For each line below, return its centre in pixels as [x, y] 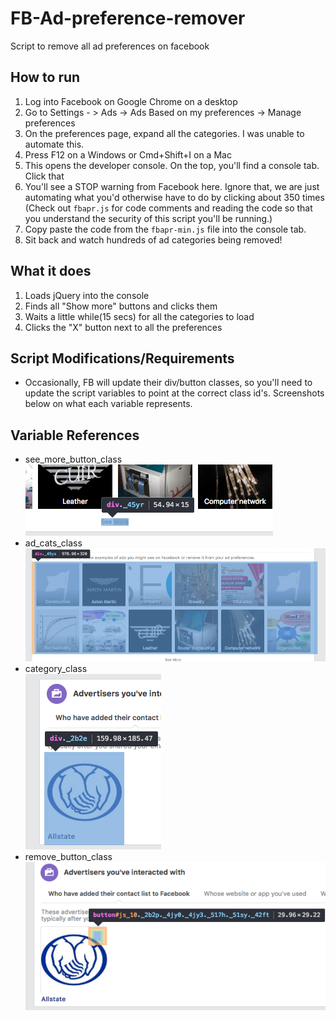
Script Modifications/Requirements [122, 358]
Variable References [75, 435]
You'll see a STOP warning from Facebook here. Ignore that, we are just [172, 186]
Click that [44, 176]
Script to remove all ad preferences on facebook [110, 46]
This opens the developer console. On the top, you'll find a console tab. [172, 165]
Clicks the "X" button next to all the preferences [123, 327]
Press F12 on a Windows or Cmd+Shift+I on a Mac [128, 154]
